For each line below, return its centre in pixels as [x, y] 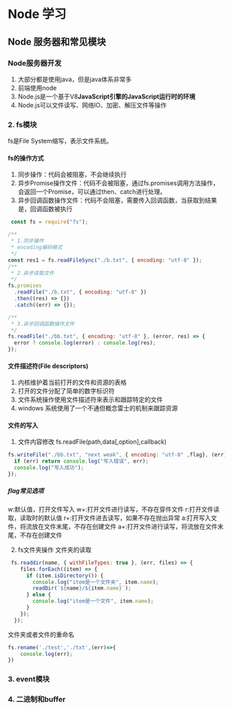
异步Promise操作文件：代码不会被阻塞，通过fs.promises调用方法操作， [118, 183]
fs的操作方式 [26, 158]
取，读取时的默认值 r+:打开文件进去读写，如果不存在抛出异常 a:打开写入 [109, 518]
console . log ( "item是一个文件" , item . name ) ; [93, 601]
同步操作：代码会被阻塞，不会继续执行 [72, 175]
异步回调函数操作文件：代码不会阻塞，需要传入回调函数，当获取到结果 [117, 200]
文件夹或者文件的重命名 [41, 634]
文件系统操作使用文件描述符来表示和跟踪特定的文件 [90, 399]
